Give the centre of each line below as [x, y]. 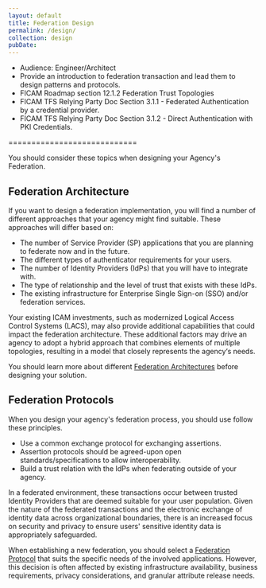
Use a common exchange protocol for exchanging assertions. [120, 443]
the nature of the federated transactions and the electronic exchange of [125, 509]
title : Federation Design [51, 23]
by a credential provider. [60, 110]
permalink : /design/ [42, 30]
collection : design [40, 38]
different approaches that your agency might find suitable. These [114, 219]
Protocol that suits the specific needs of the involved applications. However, [132, 559]
